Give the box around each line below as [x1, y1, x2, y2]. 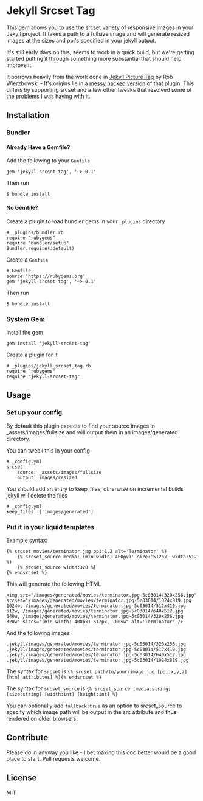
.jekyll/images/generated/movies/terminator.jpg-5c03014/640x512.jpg [6, 651, 187, 657]
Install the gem [6, 328, 44, 336]
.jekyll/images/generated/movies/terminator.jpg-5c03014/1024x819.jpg [6, 657, 189, 663]
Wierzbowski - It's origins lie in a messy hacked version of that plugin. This [6, 80, 194, 87]
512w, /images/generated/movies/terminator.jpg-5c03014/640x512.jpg [6, 608, 184, 614]
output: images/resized [17, 474, 78, 480]
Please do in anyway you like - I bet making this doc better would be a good [6, 749, 196, 756]
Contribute [6, 732, 49, 743]
